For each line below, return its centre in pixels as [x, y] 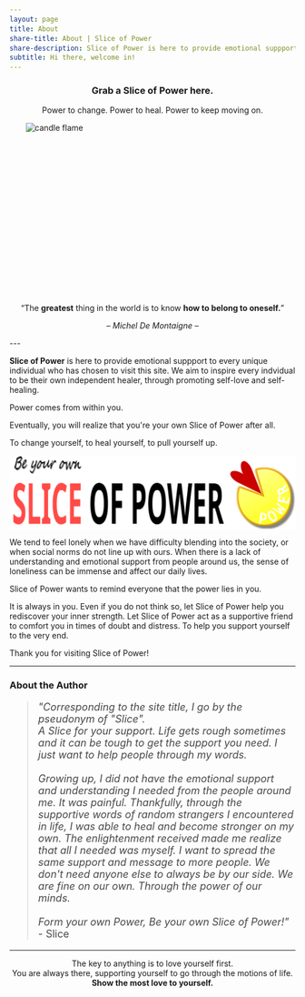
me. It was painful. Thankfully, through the [140, 802]
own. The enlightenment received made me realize [160, 838]
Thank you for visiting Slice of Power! [79, 653]
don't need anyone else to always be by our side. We [165, 874]
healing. [25, 390]
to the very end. [39, 635]
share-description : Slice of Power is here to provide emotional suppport [154, 48]
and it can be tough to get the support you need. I [157, 743]
